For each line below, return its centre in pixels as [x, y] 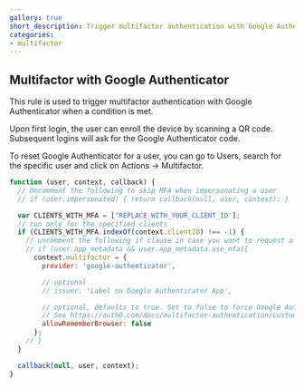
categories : [32, 34]
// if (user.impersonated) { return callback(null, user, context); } [153, 199]
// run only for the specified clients [93, 224]
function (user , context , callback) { [82, 182]
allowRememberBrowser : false [97, 324]
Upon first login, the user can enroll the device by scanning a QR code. [141, 129]
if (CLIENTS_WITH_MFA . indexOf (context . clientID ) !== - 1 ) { [131, 232]
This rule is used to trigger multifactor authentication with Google [131, 102]
